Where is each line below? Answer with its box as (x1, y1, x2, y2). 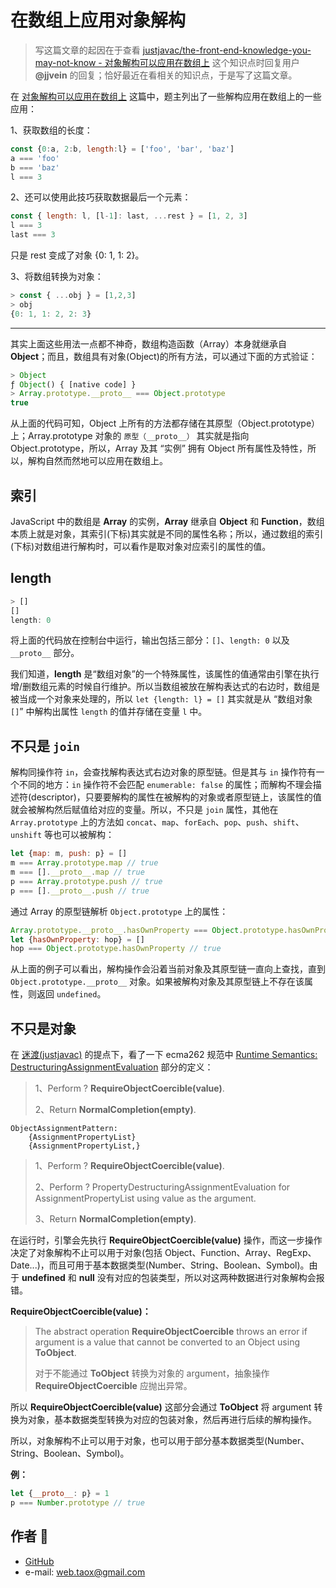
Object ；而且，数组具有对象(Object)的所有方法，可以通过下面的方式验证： (10, 350, 318, 362)
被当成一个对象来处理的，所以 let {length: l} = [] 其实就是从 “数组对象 (10, 693, 313, 705)
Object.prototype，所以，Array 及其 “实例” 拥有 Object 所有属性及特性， (10, 442, 308, 455)
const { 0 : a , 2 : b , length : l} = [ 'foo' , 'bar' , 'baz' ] (10, 144, 235, 154)
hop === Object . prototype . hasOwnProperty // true (10, 944, 222, 954)
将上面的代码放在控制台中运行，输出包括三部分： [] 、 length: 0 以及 (10, 634, 290, 646)
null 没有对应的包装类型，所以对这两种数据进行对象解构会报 (78, 1272, 325, 1284)
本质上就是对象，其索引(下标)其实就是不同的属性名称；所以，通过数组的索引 (10, 528, 324, 540)
